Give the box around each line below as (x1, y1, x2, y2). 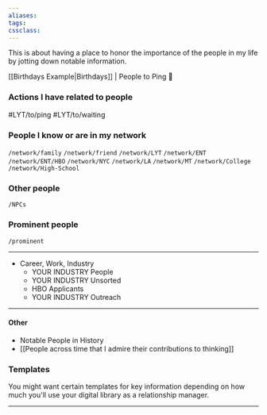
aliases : (8, 11, 37, 20)
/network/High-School (8, 164, 80, 172)
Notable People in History (19, 335, 104, 345)
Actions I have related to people (8, 92, 133, 103)
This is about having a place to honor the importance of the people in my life (8, 48, 258, 58)
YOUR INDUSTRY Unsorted (31, 275, 122, 285)
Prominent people (8, 219, 79, 230)
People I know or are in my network (8, 129, 147, 140)
